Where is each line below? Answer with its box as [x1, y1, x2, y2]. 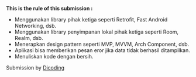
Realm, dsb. [14, 35, 43, 41]
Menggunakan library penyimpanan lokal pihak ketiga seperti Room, [14, 28, 179, 35]
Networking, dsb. [14, 23, 57, 29]
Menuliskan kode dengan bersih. [14, 53, 94, 60]
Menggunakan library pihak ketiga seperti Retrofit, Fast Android [14, 16, 168, 23]
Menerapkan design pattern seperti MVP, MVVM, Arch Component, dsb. [14, 41, 189, 47]
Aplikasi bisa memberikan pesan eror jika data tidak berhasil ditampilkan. [14, 47, 190, 54]
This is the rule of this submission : [6, 5, 93, 12]
